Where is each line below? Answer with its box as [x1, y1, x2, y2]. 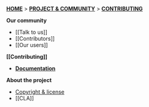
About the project [6, 77, 52, 83]
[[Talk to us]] [15, 28, 47, 36]
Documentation [15, 65, 56, 72]
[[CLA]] [15, 95, 35, 102]
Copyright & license [15, 88, 65, 96]
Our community [6, 17, 47, 24]
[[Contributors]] [15, 35, 55, 42]
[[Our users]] [15, 42, 48, 48]
